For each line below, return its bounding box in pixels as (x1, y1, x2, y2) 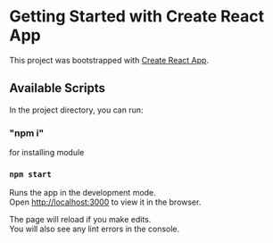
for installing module (9, 147, 85, 158)
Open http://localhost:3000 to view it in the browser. (9, 197, 202, 207)
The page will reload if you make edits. (9, 214, 152, 225)
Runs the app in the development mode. (9, 188, 156, 198)
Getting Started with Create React (9, 6, 265, 27)
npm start (9, 169, 52, 180)
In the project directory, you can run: (9, 105, 144, 115)
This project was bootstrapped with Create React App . (9, 54, 210, 65)
